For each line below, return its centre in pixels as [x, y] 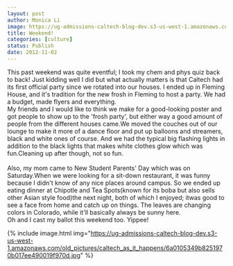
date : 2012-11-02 [32, 53]
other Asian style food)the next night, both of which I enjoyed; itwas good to [116, 197]
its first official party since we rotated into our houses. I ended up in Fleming [116, 87]
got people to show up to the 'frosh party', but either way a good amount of [115, 116]
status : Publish [31, 46]
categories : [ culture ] [40, 40]
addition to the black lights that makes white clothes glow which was [105, 146]
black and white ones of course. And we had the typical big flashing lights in [116, 138]
